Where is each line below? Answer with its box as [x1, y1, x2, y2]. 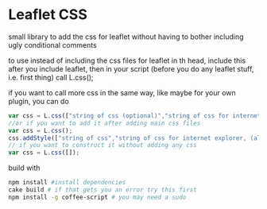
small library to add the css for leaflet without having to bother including [8, 32, 244, 41]
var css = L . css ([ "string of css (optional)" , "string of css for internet [8, 111, 261, 120]
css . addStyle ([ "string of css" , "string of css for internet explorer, [8, 134, 247, 142]
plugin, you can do [8, 96, 69, 106]
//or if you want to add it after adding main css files [8, 119, 201, 127]
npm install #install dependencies [8, 179, 126, 187]
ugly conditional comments [8, 40, 97, 49]
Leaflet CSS [8, 6, 87, 24]
